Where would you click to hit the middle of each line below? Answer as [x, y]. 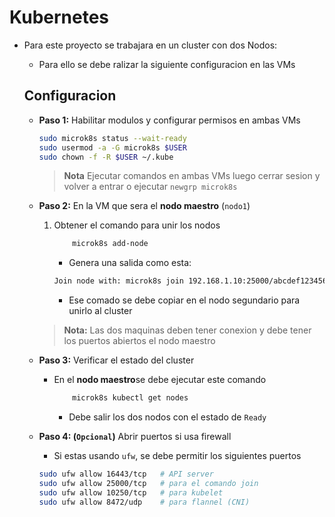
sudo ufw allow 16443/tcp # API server [126, 474]
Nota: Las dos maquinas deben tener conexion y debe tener [187, 330]
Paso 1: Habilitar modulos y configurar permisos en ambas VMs [169, 120]
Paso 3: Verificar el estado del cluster [116, 360]
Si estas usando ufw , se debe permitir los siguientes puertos [177, 455]
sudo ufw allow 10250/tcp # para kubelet [131, 492]
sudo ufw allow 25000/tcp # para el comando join [148, 483]
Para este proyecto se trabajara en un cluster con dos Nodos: [150, 45]
